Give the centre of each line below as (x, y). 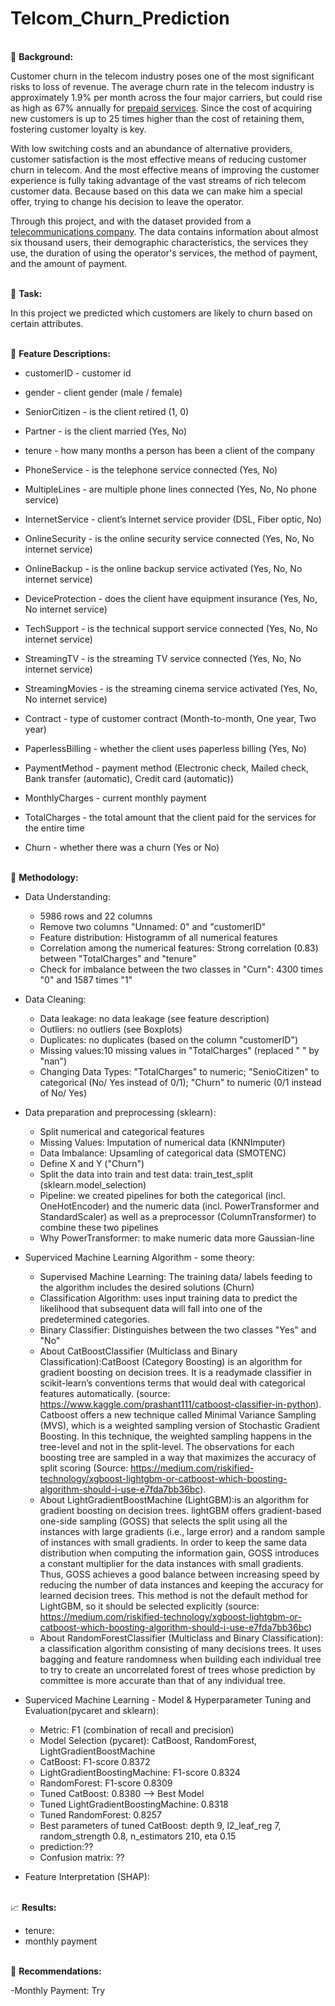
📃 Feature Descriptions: (61, 353)
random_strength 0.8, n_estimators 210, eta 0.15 (138, 1836)
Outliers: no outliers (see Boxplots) (111, 1029)
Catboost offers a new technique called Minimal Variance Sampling (178, 1414)
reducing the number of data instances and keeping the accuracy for (181, 1584)
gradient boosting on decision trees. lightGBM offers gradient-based (180, 1510)
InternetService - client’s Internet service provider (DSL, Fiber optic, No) (173, 519)
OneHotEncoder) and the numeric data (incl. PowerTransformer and (179, 1206)
